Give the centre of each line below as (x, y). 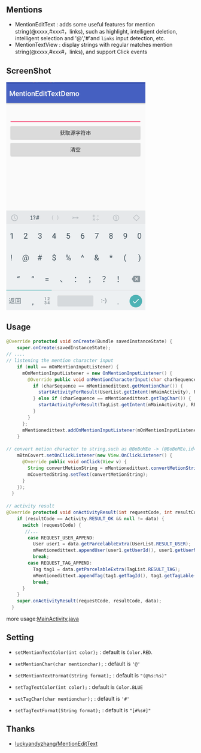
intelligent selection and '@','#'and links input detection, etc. (90, 38)
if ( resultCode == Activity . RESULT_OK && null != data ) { (91, 518)
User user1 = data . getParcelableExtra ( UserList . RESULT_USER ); (112, 544)
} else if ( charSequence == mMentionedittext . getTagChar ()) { (112, 398)
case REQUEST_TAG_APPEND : (60, 563)
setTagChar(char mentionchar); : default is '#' (72, 698)
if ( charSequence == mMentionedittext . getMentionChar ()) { (108, 386)
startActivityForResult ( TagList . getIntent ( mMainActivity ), (113, 405)
